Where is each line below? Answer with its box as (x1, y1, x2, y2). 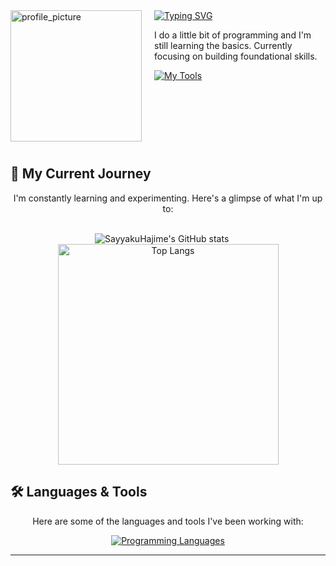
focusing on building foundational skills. (154, 50, 318, 62)
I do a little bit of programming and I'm (154, 29, 312, 41)
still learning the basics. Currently (154, 40, 293, 51)
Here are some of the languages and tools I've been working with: (32, 515, 304, 527)
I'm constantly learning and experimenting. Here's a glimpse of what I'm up (13, 192, 323, 204)
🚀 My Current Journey (10, 165, 152, 183)
